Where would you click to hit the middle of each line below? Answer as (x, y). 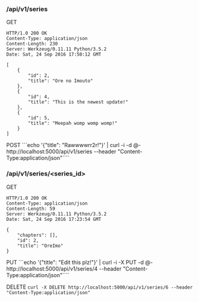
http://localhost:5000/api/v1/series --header (61, 152)
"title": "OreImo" (40, 246)
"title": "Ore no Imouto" (61, 81)
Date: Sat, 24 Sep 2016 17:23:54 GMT (54, 219)
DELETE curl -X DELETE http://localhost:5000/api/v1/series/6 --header (99, 287)
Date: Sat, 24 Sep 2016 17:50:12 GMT (54, 54)
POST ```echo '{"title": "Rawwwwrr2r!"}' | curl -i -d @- (73, 145)
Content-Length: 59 (31, 208)
